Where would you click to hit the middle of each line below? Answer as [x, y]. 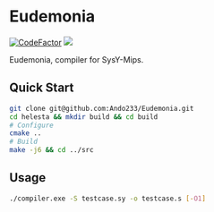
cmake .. [26, 133]
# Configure [31, 125]
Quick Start [42, 88]
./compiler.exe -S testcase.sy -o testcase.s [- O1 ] [107, 199]
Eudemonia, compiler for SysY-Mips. [77, 59]
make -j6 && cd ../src [51, 150]
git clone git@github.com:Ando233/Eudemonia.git [102, 108]
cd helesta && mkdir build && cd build [84, 117]
